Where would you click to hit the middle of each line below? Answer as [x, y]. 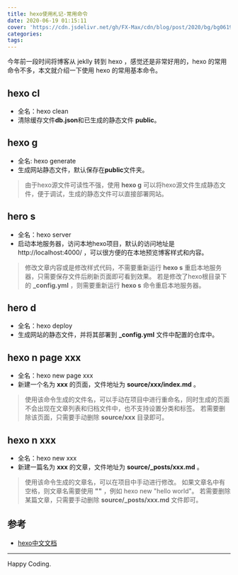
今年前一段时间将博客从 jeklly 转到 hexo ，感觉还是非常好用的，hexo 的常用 [117, 62]
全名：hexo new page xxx [55, 376]
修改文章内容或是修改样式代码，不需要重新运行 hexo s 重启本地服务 [123, 267]
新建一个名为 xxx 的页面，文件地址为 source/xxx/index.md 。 [109, 385]
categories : [25, 34]
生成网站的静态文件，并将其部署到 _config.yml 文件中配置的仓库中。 [118, 335]
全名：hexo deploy [45, 326]
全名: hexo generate [47, 161]
